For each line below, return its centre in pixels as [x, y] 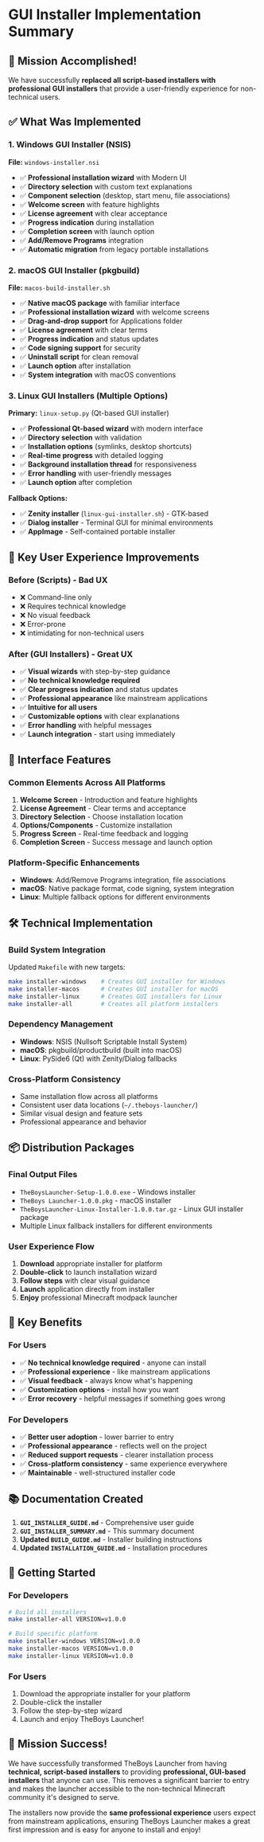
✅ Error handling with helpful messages [86, 725]
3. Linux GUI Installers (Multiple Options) [88, 396]
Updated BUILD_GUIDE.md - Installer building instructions [111, 1539]
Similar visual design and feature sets [81, 1113]
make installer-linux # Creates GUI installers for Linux [115, 996]
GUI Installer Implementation [105, 15]
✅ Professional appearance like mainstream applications [114, 698]
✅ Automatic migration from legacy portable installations [114, 249]
